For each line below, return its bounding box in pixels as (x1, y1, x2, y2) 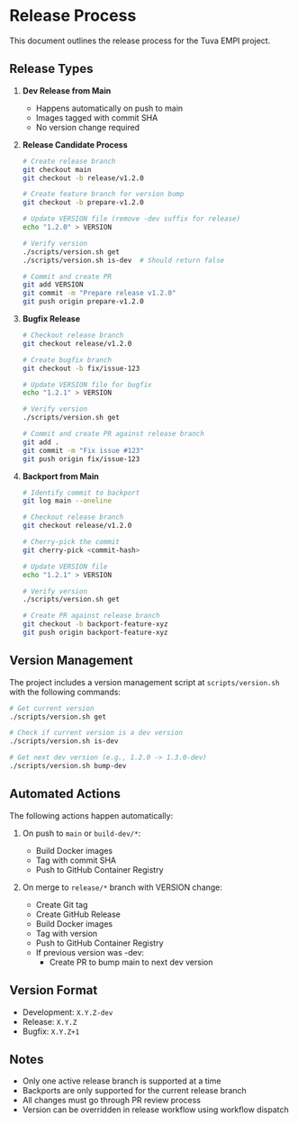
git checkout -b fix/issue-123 (22, 364, 140, 373)
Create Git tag (35, 899, 88, 910)
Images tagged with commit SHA (35, 112, 158, 122)
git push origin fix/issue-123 (22, 454, 140, 464)
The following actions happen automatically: (9, 810, 174, 820)
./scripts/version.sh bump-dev (9, 762, 127, 771)
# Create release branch (22, 157, 116, 166)
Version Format (9, 983, 98, 998)
